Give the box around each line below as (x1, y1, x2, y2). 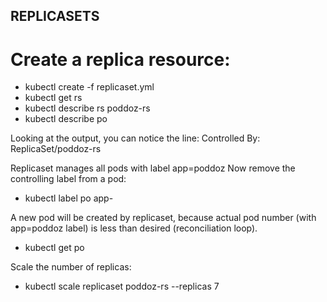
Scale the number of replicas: (10, 261, 132, 273)
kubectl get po (24, 242, 85, 254)
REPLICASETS (10, 8, 100, 25)
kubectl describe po (24, 113, 108, 125)
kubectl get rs (24, 92, 83, 104)
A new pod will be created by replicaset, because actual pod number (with (10, 212, 317, 224)
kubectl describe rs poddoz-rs (24, 102, 151, 114)
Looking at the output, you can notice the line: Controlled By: (10, 132, 261, 144)
